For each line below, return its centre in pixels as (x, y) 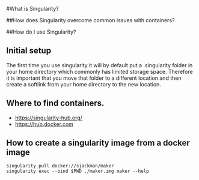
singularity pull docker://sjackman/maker (60, 166)
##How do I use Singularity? (41, 32)
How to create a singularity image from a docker (98, 143)
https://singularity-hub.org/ (49, 118)
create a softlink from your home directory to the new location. (84, 84)
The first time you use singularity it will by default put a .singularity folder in (99, 65)
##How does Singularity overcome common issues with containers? (90, 20)
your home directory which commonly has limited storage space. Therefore (100, 71)
